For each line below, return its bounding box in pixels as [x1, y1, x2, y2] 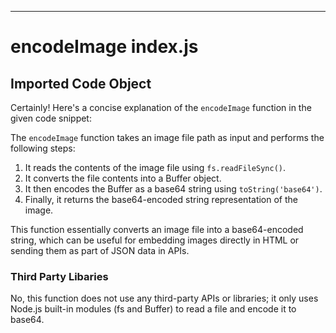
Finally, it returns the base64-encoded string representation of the [24, 194, 299, 205]
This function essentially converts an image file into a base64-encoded [10, 224, 304, 235]
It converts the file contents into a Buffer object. [24, 172, 222, 184]
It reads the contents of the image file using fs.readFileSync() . [24, 162, 286, 173]
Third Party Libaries [10, 269, 109, 283]
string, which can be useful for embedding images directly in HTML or [10, 234, 300, 246]
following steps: [10, 142, 76, 154]
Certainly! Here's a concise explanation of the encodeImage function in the [10, 102, 312, 113]
